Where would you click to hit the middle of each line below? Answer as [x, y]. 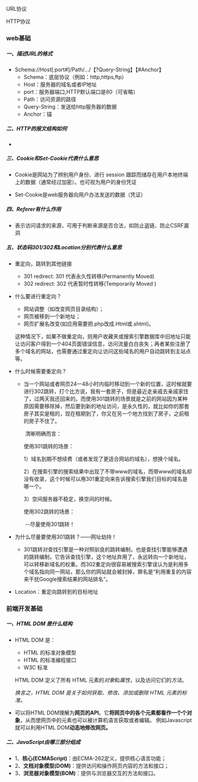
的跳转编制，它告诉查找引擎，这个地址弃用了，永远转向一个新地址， [106, 556]
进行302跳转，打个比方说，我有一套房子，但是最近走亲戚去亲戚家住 [106, 391]
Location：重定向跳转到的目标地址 [56, 591]
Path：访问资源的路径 [50, 99]
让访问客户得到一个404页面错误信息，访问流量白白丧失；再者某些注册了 [103, 344]
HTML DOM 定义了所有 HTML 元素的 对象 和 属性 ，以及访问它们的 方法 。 [101, 680]
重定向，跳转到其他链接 [43, 264]
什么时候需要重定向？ [40, 371]
